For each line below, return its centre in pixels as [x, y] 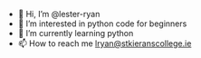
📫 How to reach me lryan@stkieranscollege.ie [105, 43]
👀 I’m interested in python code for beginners [102, 24]
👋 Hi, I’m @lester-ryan [59, 14]
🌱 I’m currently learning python [76, 33]
